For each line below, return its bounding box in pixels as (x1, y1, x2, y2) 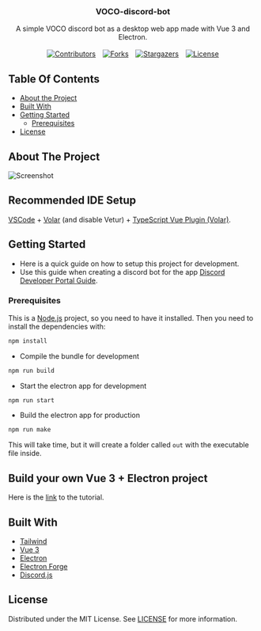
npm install (8, 336, 47, 345)
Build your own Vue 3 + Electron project (8, 471, 208, 485)
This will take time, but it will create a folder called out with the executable (8, 440, 249, 450)
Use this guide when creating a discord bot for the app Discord (19, 267, 225, 276)
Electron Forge (19, 561, 68, 571)
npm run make (8, 426, 51, 434)
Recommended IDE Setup (8, 194, 137, 207)
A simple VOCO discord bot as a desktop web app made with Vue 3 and (15, 24, 251, 33)
